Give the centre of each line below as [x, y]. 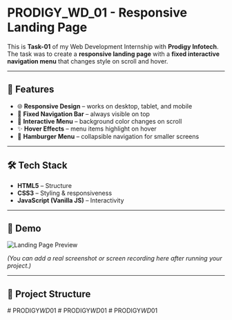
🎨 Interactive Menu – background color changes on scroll [99, 121]
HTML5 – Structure [45, 185]
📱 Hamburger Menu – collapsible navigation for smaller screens [108, 136]
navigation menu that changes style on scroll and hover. [88, 61]
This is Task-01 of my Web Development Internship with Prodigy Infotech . [113, 46]
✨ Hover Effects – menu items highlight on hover [87, 129]
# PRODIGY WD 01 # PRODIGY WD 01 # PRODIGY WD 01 [83, 311]
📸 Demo [24, 228]
